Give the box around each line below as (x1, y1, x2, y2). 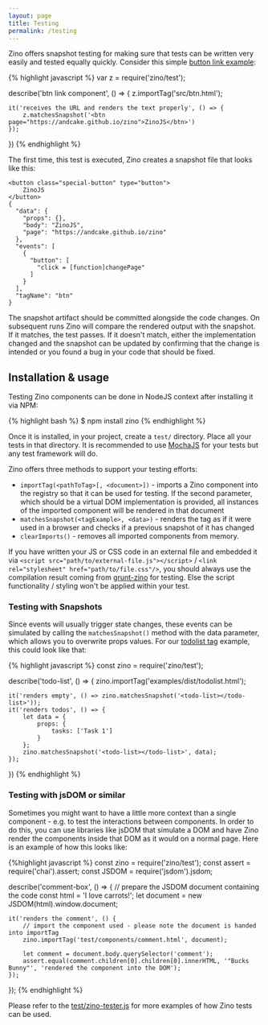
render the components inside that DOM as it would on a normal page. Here (8, 833, 259, 843)
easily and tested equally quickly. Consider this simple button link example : (8, 57, 257, 67)
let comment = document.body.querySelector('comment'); (22, 949, 214, 958)
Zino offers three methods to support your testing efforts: (8, 465, 198, 474)
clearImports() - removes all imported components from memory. (19, 531, 239, 541)
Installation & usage (8, 370, 110, 384)
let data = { (22, 713, 67, 721)
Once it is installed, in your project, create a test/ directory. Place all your (8, 432, 252, 441)
